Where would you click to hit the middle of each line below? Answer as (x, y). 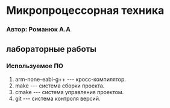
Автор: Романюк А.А (39, 30)
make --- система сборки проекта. (60, 86)
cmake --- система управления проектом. (69, 92)
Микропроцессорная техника (85, 11)
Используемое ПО (35, 66)
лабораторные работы (52, 49)
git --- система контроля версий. (58, 98)
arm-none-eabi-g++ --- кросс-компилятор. (71, 79)
